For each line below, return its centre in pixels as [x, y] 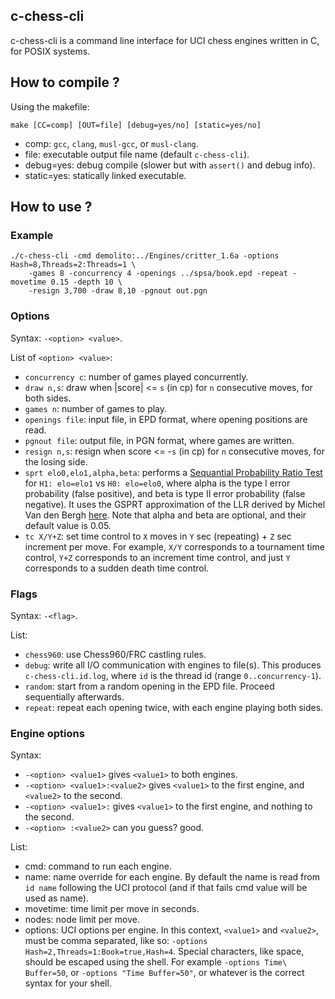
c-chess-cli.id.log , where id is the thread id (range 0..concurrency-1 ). [173, 675]
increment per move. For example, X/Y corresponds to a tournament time [174, 546]
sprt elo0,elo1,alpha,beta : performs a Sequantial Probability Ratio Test [173, 472]
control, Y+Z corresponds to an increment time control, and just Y [157, 557]
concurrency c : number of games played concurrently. [136, 376]
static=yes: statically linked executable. [105, 175]
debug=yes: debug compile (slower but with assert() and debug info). [170, 165]
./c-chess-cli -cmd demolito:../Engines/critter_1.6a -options [145, 256]
